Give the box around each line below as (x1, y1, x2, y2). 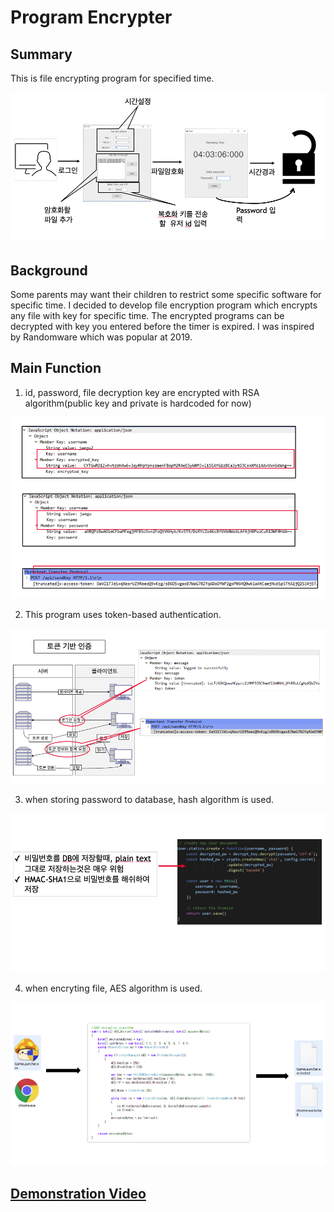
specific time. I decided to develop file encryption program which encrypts (10, 299, 318, 311)
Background (10, 262, 88, 279)
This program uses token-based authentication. (24, 608, 222, 620)
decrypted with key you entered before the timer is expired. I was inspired (10, 321, 315, 332)
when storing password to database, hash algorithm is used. (24, 794, 275, 806)
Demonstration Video (10, 1185, 147, 1202)
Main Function (10, 360, 102, 377)
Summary (10, 46, 73, 63)
